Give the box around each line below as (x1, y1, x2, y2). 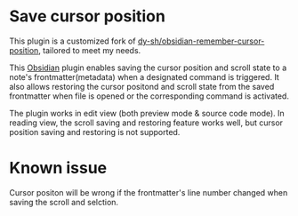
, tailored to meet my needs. (38, 44, 141, 55)
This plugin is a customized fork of (9, 36, 136, 46)
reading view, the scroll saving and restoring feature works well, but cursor (9, 117, 283, 128)
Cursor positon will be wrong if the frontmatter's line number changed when (9, 187, 288, 197)
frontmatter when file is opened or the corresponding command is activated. (9, 91, 289, 101)
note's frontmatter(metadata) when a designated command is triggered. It (9, 71, 280, 82)
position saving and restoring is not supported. (9, 126, 181, 137)
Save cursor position (9, 6, 166, 27)
